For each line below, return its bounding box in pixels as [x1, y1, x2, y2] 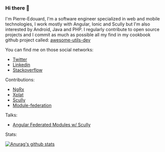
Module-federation [12, 102, 52, 108]
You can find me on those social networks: [5, 47, 94, 53]
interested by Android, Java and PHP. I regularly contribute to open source [5, 26, 160, 32]
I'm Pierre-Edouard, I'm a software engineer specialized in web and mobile [5, 16, 160, 22]
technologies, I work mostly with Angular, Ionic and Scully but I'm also [5, 21, 150, 27]
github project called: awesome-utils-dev [5, 37, 91, 43]
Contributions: [5, 77, 35, 83]
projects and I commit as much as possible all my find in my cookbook [5, 32, 151, 38]
